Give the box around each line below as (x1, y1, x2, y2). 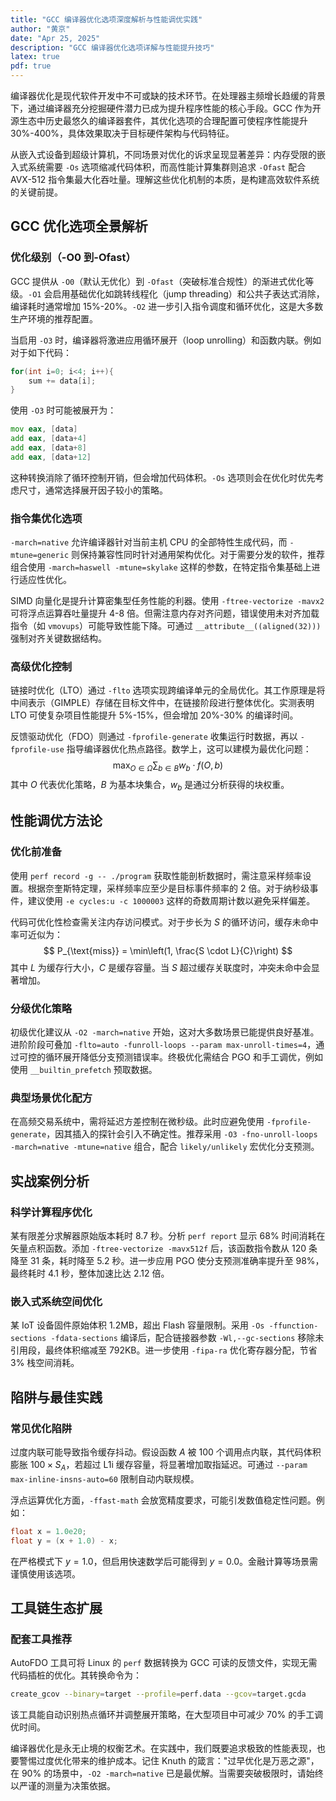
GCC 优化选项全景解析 (10, 218, 148, 235)
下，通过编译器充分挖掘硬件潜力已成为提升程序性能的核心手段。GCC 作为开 (10, 102, 322, 114)
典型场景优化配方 (10, 1091, 93, 1105)
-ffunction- (268, 1321, 319, 1331)
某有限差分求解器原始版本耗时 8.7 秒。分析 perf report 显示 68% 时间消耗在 (10, 1229, 326, 1241)
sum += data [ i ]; (28, 376, 97, 386)
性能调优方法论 (10, 812, 103, 830)
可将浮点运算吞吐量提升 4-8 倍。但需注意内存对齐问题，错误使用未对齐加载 (10, 607, 320, 620)
